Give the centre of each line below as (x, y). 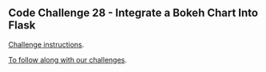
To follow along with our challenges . (68, 59)
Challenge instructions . (46, 44)
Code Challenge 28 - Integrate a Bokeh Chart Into (133, 13)
